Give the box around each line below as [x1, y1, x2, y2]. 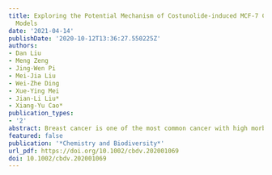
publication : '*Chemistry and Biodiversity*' [8, 139, 164, 148]
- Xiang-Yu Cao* [8, 102, 63, 110]
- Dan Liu [8, 49, 42, 57]
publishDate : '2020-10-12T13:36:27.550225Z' [8, 34, 161, 43]
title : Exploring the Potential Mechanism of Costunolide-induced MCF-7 [8, 11, 259, 20]
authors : [8, 42, 38, 50]
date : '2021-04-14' [8, 27, 74, 35]
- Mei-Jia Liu [8, 72, 57, 80]
